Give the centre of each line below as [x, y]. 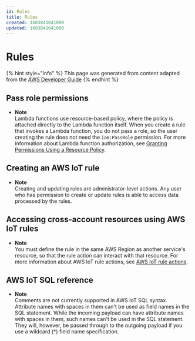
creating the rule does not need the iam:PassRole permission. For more [100, 137]
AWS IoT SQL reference [50, 280]
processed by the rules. [43, 201]
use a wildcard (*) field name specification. [67, 332]
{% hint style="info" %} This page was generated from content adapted [93, 73]
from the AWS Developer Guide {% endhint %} [63, 79]
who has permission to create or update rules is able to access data [97, 195]
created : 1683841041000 [35, 22]
